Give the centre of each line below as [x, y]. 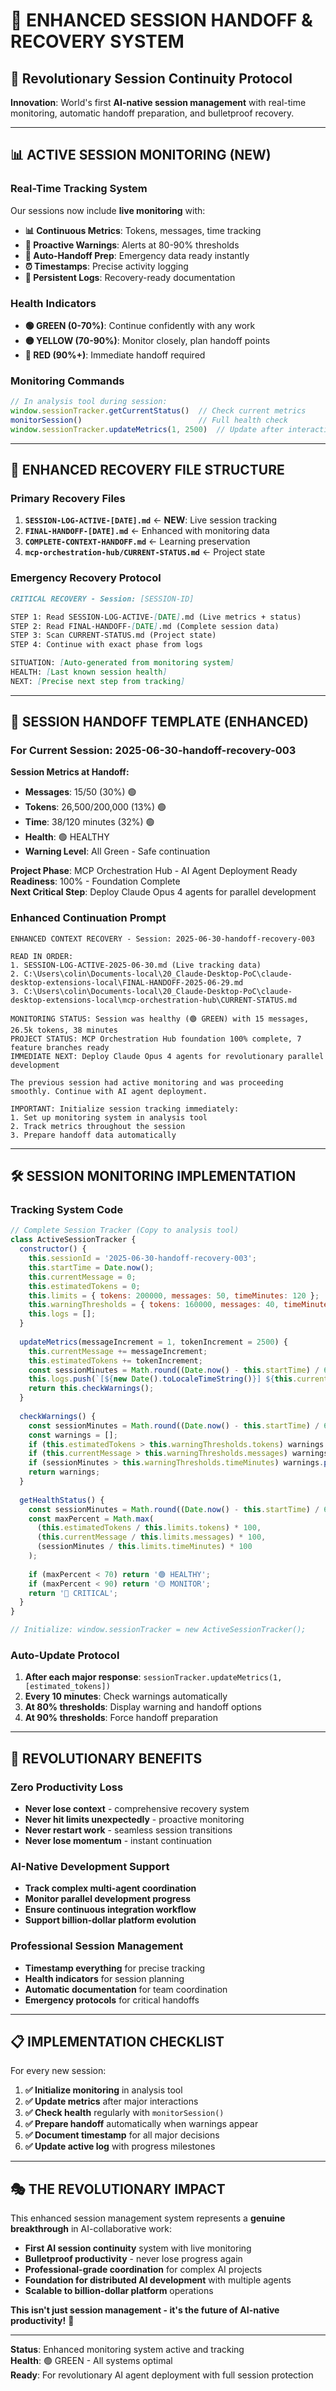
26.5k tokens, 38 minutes [64, 1030]
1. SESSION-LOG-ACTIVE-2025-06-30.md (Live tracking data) [136, 965]
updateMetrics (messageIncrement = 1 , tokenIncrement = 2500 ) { [153, 1342]
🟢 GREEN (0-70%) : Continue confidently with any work [140, 325]
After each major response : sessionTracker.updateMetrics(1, [153, 1677]
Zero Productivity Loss [67, 1787]
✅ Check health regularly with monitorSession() [124, 2113]
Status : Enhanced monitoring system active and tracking [127, 2350]
